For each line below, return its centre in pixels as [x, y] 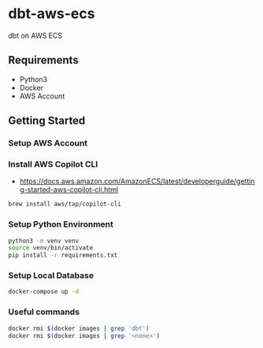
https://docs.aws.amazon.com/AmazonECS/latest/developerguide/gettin [137, 181]
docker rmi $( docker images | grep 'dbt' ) [79, 328]
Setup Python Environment [61, 224]
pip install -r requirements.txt [63, 255]
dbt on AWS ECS [35, 35]
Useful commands [44, 312]
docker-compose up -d [44, 292]
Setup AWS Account [48, 143]
